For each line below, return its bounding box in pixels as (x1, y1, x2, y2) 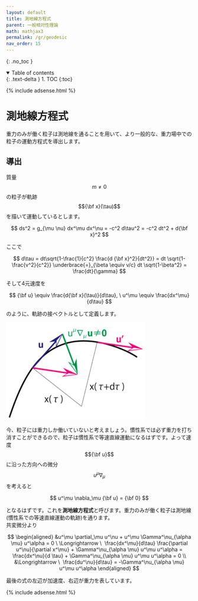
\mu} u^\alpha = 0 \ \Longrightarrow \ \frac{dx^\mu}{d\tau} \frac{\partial (11, 539, 188, 547)
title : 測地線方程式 (6, 15, 51, 22)
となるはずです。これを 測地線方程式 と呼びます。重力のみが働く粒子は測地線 (6, 507, 191, 514)
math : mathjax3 (6, 28, 44, 34)
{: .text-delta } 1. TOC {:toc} (6, 76, 73, 82)
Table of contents (11, 69, 54, 76)
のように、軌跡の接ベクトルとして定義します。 (6, 310, 119, 317)
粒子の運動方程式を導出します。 (6, 137, 84, 144)
